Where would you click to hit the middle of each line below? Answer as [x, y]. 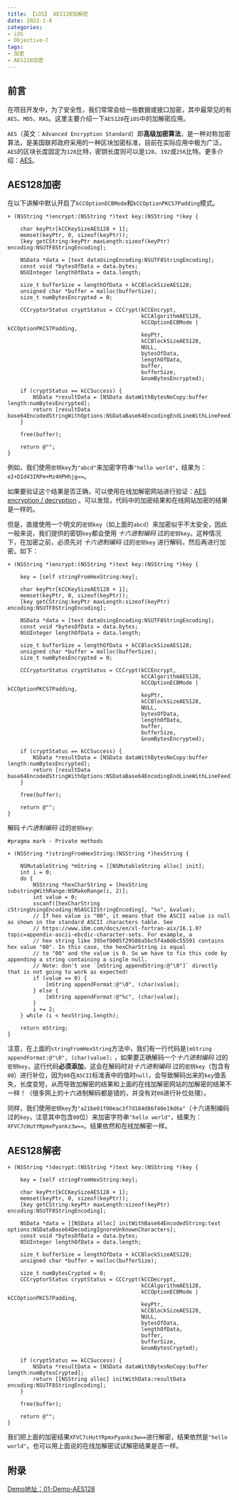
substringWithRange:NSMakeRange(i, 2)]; [68, 891]
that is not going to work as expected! [68, 972]
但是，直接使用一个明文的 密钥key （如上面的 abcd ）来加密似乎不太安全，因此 [117, 525]
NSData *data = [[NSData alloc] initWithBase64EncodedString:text [121, 1224]
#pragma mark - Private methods [55, 841]
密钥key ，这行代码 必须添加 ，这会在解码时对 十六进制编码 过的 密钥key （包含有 [119, 1066]
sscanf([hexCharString [67, 904]
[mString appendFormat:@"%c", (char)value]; [112, 997]
